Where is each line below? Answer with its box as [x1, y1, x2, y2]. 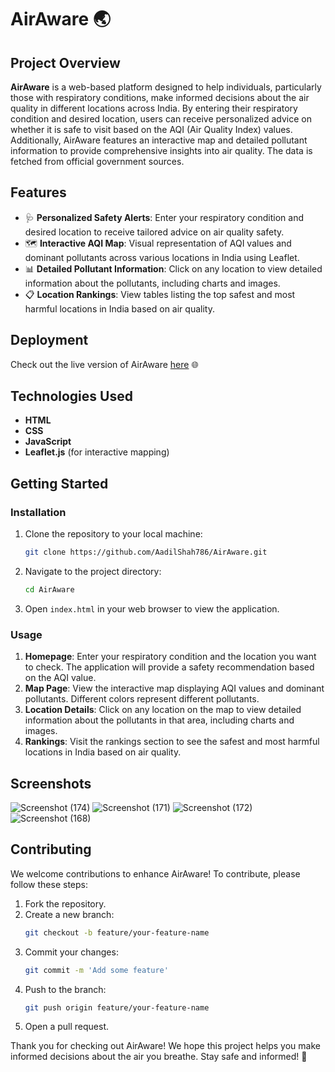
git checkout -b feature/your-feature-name [24, 927, 210, 938]
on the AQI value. [24, 672, 97, 684]
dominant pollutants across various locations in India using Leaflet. [24, 251, 300, 263]
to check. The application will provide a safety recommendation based [24, 661, 315, 673]
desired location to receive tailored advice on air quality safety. [24, 226, 285, 238]
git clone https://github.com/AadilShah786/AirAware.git [24, 547, 268, 558]
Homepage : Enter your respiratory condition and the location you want [24, 651, 317, 663]
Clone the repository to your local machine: [24, 528, 203, 540]
